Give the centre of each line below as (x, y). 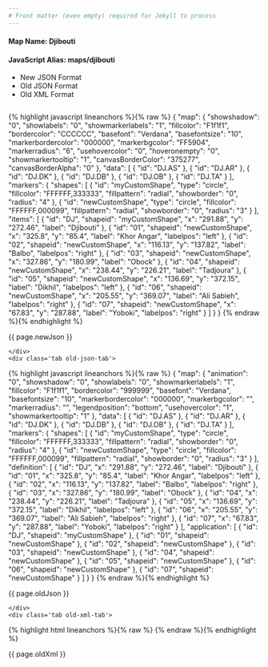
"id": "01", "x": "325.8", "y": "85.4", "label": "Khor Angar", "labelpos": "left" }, (134, 476)
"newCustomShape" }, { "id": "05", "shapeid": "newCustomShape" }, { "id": (132, 561)
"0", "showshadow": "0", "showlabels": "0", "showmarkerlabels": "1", (122, 382)
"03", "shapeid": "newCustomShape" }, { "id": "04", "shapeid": (111, 552)
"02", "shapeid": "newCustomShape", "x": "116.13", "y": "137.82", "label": (127, 245)
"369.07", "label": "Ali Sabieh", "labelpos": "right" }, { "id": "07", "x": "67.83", (134, 519)
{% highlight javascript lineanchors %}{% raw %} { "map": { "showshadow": (134, 117)
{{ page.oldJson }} (39, 593)
